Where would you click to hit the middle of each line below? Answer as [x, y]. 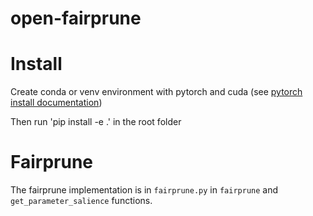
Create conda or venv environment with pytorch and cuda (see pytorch [156, 92]
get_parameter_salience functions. [81, 201]
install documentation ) [56, 103]
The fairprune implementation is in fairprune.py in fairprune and [144, 190]
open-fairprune [76, 18]
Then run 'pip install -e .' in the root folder [96, 122]
